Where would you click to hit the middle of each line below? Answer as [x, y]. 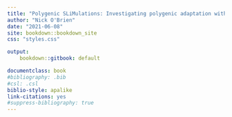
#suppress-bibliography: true [51, 103]
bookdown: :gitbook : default [60, 58]
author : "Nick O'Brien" [41, 20]
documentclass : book [37, 71]
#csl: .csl [23, 84]
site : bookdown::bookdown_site [52, 33]
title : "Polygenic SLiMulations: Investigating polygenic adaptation [109, 13]
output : [18, 52]
